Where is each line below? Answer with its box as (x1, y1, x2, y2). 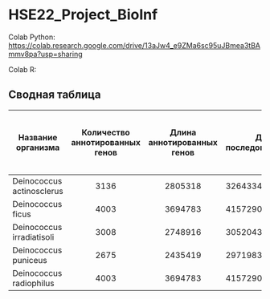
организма (15, 142, 60, 153)
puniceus (12, 254, 47, 265)
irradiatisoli (12, 231, 55, 242)
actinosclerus (12, 185, 63, 196)
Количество (81, 127, 130, 138)
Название (18, 131, 58, 143)
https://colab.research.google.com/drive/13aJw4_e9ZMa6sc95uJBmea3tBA (8, 40, 261, 50)
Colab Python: (8, 32, 55, 42)
